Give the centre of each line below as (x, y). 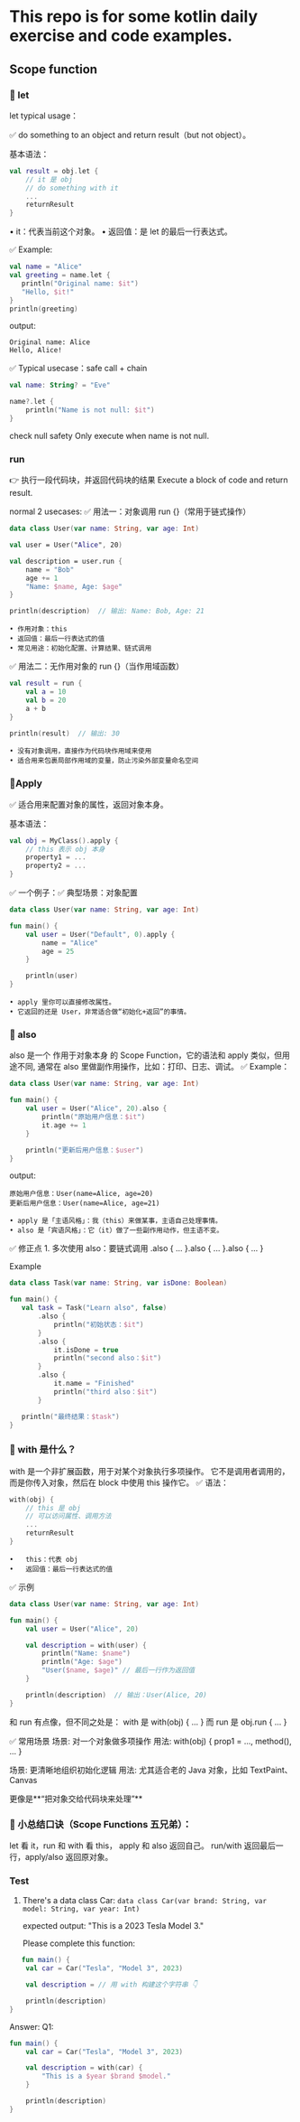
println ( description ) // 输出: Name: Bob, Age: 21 (107, 612)
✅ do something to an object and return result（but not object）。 (130, 135)
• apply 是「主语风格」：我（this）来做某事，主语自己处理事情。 (116, 1221)
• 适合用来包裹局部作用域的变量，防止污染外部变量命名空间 (104, 761)
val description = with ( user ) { (86, 1645)
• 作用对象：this (38, 630)
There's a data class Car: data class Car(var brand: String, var (145, 1901)
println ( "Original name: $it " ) (80, 283)
